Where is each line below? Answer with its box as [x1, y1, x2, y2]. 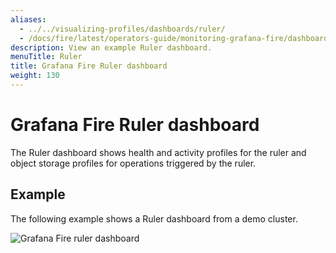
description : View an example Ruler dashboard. [10, 42, 213, 53]
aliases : [10, 14, 47, 25]
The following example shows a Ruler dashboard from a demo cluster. [10, 212, 298, 225]
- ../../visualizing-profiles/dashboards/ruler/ [19, 24, 226, 34]
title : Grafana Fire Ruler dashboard [10, 61, 168, 71]
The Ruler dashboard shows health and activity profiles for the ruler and [10, 146, 307, 158]
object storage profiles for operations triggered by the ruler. [10, 157, 257, 169]
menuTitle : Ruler [10, 52, 83, 62]
